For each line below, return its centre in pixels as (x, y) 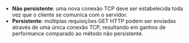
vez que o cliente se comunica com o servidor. (70, 15)
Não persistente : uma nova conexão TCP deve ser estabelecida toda (97, 9)
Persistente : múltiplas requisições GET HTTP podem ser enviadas (94, 21)
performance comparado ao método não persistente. (77, 34)
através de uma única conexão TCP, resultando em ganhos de (89, 27)
